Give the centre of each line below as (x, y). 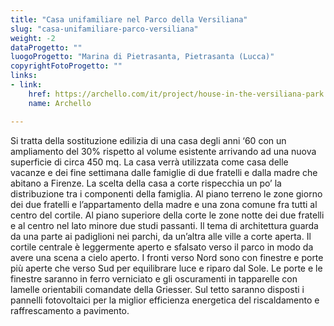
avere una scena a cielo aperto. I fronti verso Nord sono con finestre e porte (167, 257)
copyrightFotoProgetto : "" (66, 66)
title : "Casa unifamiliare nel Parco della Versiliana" (129, 19)
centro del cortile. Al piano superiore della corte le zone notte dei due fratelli (167, 215)
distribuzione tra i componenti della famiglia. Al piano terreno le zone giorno (166, 193)
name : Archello (60, 103)
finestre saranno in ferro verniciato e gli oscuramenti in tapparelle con (154, 278)
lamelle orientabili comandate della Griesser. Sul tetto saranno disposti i (157, 289)
